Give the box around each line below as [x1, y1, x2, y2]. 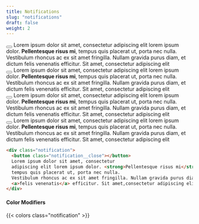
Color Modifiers [6, 199, 46, 206]
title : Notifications [6, 8, 60, 15]
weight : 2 [6, 25, 31, 31]
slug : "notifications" [6, 14, 62, 20]
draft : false [6, 20, 38, 25]
